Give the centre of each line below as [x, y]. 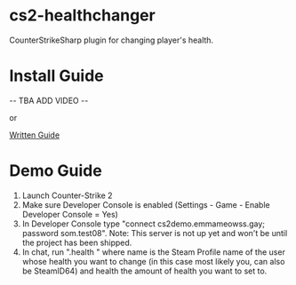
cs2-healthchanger [82, 16]
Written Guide [35, 135]
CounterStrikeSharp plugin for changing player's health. [112, 40]
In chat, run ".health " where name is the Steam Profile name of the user [154, 252]
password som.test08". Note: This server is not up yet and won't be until [155, 233]
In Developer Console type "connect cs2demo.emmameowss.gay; [143, 224]
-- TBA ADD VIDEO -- [49, 100]
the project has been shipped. [77, 242]
